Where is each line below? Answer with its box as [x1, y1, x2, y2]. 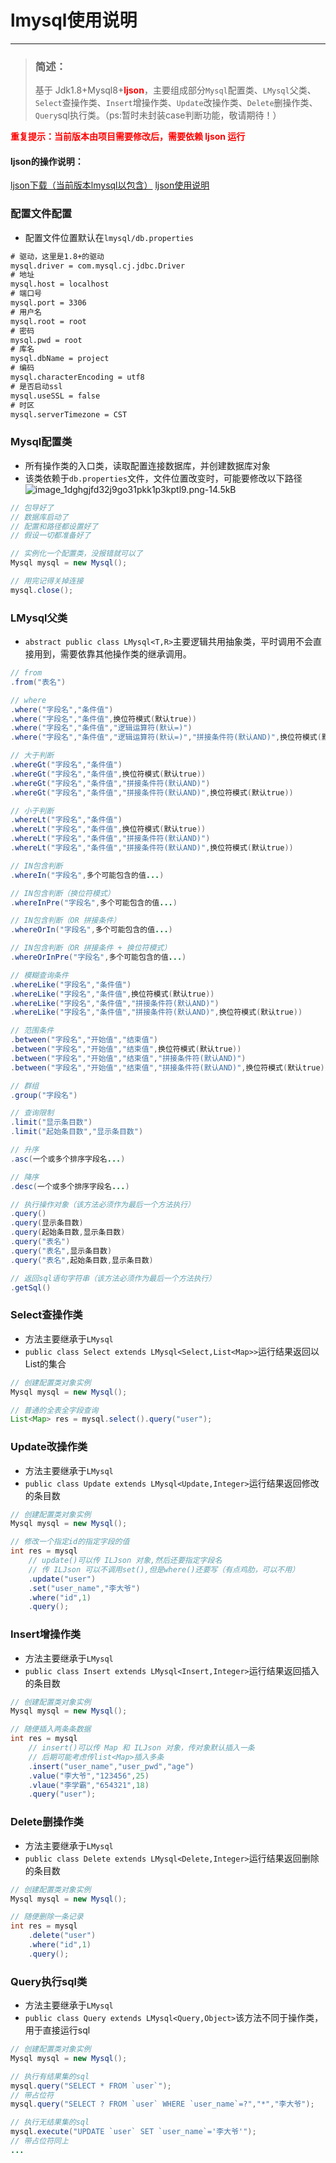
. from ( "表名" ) [10, 677, 67, 687]
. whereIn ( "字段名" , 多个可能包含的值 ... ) [10, 870, 165, 880]
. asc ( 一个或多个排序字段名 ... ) [10, 1154, 126, 1164]
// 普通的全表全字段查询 [10, 1405, 99, 1415]
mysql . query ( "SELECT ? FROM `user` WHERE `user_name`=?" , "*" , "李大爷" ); [10, 2099, 315, 2110]
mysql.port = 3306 [10, 298, 87, 308]
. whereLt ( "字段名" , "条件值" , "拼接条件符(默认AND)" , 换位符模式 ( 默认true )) [10, 843, 294, 853]
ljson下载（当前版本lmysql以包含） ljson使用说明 [10, 179, 210, 191]
